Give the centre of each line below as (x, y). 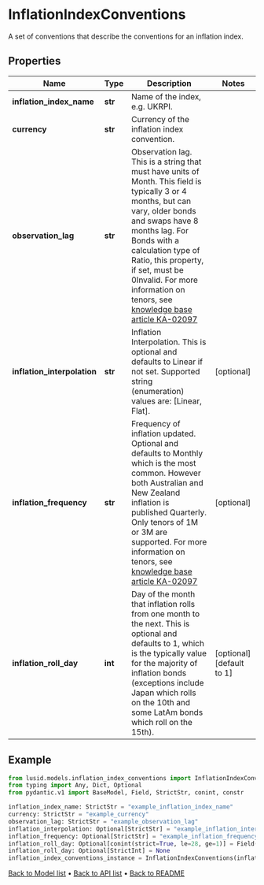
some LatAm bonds (167, 712)
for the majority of (164, 663)
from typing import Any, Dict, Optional (75, 786)
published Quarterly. (169, 512)
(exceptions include (167, 682)
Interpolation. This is (169, 342)
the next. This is (160, 623)
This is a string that (166, 162)
